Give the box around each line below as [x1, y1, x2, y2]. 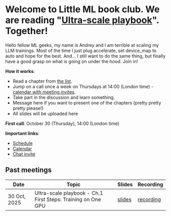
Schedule [12, 140, 33, 146]
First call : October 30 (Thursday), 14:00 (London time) [5, 120, 120, 126]
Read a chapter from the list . [12, 78, 73, 84]
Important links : [5, 130, 40, 136]
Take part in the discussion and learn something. [12, 94, 115, 100]
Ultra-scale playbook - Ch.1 [35, 190, 103, 197]
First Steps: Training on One [35, 196, 101, 203]
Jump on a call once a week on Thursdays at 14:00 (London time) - [12, 83, 154, 90]
